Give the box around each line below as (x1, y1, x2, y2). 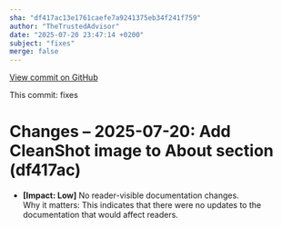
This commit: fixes (9, 90, 79, 101)
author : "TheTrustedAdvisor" (9, 22, 120, 31)
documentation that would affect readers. (22, 210, 179, 221)
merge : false (9, 47, 59, 56)
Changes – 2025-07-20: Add (9, 122, 231, 142)
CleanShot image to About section (9, 141, 275, 162)
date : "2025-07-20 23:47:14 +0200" (9, 30, 145, 39)
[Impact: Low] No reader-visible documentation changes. (22, 190, 239, 201)
